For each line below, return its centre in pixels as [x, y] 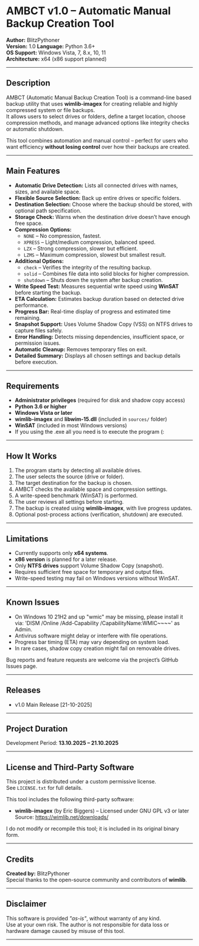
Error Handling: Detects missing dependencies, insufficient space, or [99, 337]
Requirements [33, 386]
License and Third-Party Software [70, 767]
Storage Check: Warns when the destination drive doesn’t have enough [102, 217]
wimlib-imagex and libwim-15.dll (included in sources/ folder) [91, 419]
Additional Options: [39, 261]
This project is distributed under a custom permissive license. [81, 782]
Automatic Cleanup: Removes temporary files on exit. [81, 349]
